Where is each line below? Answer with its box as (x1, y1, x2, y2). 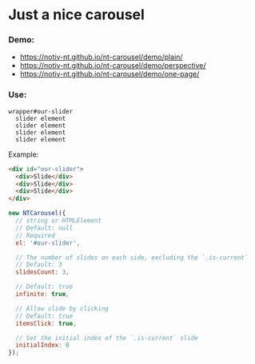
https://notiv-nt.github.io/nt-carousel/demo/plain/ (19, 52, 183, 62)
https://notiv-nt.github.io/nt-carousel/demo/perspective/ (19, 61, 206, 70)
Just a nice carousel (8, 6, 145, 24)
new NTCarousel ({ (8, 210, 66, 218)
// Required (15, 231, 56, 239)
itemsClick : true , (15, 319, 78, 327)
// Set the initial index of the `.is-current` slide (15, 334, 198, 342)
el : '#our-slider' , (15, 238, 81, 247)
